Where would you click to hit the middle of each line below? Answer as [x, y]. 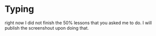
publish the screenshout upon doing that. [47, 28]
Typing [19, 9]
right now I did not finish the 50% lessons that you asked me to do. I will [78, 23]
